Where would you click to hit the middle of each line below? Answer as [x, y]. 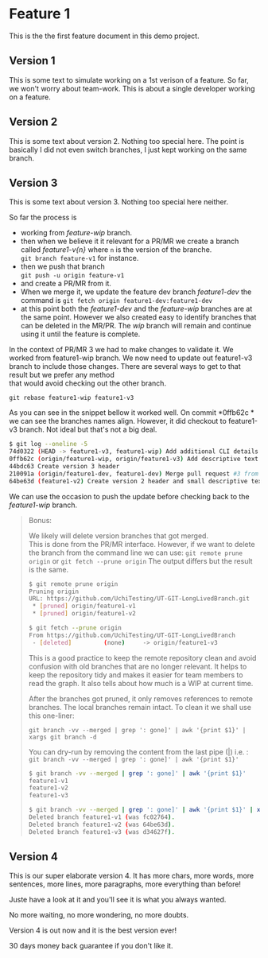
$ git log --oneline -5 [49, 444]
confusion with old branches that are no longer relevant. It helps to [138, 666]
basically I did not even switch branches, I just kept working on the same [128, 149]
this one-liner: [51, 716]
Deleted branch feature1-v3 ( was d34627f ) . [102, 832]
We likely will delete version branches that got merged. [118, 535]
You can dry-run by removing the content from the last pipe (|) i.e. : [138, 751]
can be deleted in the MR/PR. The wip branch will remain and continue [136, 326]
